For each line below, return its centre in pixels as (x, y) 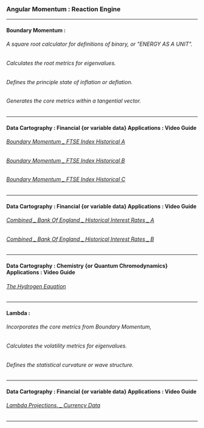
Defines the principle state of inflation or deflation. (70, 82)
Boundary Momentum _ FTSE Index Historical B (66, 160)
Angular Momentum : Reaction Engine (63, 9)
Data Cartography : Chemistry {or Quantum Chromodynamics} (87, 266)
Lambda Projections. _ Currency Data (53, 405)
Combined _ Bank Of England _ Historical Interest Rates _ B (80, 239)
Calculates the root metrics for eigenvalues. (61, 63)
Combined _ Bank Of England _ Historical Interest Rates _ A (80, 220)
